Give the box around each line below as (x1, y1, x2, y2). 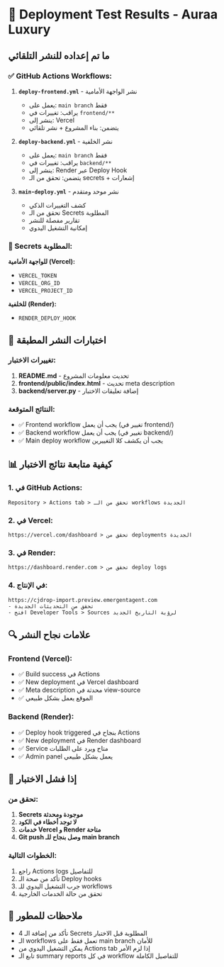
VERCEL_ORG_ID (18, 280, 60, 287)
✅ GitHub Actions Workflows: (8, 71, 113, 81)
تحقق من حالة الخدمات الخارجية (18, 889, 103, 898)
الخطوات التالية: (8, 851, 57, 861)
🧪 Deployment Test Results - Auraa (8, 6, 218, 23)
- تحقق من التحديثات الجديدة (8, 603, 94, 610)
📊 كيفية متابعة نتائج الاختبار (8, 458, 113, 470)
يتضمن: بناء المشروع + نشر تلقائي (28, 123, 119, 132)
